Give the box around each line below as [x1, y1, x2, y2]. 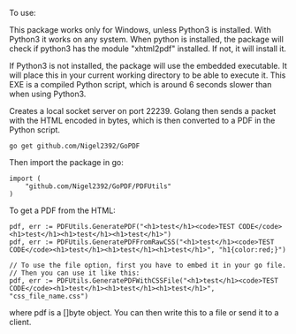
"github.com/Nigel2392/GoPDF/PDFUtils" [25, 182, 172, 191]
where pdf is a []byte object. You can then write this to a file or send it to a [9, 307, 279, 317]
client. [9, 317, 32, 327]
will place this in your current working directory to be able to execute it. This [9, 70, 286, 80]
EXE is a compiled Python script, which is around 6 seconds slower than [9, 80, 272, 89]
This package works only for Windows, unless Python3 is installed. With [9, 25, 271, 34]
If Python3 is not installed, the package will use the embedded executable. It [9, 61, 287, 71]
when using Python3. [9, 88, 87, 99]
